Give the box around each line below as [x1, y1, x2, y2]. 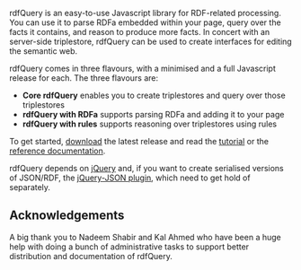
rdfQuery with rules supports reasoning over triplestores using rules [22, 118, 277, 129]
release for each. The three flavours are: [9, 73, 159, 83]
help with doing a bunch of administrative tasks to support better [9, 241, 250, 252]
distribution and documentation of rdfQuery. [9, 250, 173, 261]
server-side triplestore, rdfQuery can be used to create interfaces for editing [9, 36, 292, 47]
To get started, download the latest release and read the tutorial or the [9, 136, 270, 146]
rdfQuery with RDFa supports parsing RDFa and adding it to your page [22, 109, 285, 119]
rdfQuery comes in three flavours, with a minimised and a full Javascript [9, 63, 277, 74]
